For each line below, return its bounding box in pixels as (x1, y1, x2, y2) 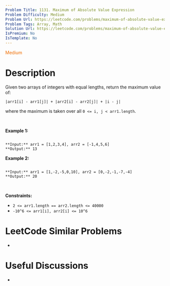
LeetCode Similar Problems (5, 226, 122, 237)
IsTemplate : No (5, 36, 37, 41)
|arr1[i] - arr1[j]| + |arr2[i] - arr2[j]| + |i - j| (5, 99, 121, 104)
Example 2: (5, 155, 29, 161)
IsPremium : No (5, 31, 35, 36)
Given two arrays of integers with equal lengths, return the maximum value (5, 84, 161, 90)
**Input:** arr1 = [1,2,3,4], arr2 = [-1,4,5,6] (5, 142, 110, 147)
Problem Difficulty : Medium (5, 12, 65, 17)
